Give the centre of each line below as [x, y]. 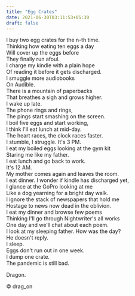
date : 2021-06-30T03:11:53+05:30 [48, 17]
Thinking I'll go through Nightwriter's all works [63, 219]
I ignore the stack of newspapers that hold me [63, 199]
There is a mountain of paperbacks [49, 91]
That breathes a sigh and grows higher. [54, 97]
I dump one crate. [28, 257]
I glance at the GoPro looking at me [50, 187]
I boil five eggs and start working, [47, 123]
